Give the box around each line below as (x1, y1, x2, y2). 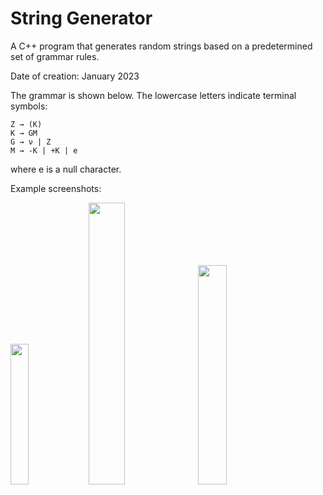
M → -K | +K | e (10, 145, 78, 156)
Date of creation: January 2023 (10, 70, 140, 82)
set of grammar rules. (10, 50, 100, 62)
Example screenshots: (10, 182, 102, 194)
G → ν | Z (10, 137, 52, 147)
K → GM (10, 128, 38, 138)
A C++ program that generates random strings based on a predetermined (10, 40, 313, 52)
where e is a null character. (10, 163, 122, 175)
